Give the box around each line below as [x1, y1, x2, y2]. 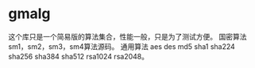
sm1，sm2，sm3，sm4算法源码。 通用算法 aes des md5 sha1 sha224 [8, 41, 236, 51]
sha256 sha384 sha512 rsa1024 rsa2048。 [8, 51, 149, 61]
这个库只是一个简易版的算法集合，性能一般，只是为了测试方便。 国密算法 [8, 32, 247, 41]
